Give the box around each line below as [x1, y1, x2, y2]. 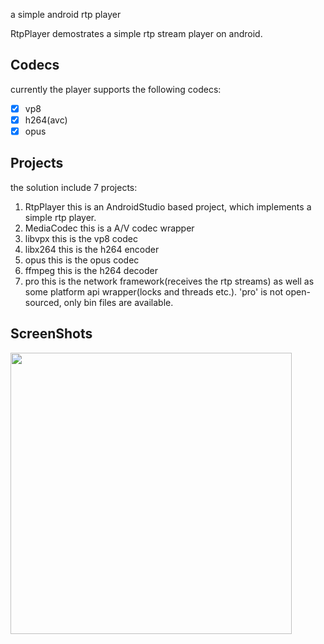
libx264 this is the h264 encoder [24, 243, 160, 255]
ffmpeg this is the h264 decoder [24, 264, 158, 276]
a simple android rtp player [10, 9, 122, 20]
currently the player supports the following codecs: [10, 83, 222, 95]
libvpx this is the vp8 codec [24, 232, 138, 244]
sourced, [24, 296, 62, 308]
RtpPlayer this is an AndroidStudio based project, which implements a [24, 200, 312, 213]
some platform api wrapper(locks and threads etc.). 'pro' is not [24, 285, 284, 298]
